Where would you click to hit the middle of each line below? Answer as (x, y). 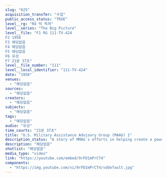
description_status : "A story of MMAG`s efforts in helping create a (79, 140)
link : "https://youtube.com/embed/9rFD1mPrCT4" (55, 158)
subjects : (15, 107)
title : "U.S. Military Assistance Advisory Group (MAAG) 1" (69, 135)
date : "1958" (19, 75)
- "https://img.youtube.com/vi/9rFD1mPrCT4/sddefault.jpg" (72, 168)
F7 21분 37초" (19, 61)
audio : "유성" (19, 126)
